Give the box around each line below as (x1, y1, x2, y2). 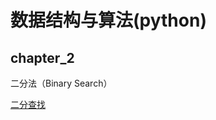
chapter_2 (10, 49, 75, 66)
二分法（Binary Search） (10, 77, 113, 89)
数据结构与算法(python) (10, 9, 207, 32)
